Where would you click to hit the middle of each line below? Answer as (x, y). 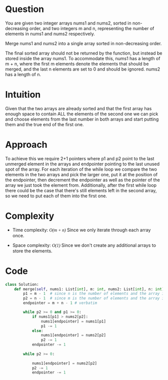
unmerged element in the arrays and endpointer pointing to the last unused (82, 164)
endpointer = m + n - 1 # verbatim (60, 303)
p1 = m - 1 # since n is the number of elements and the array (91, 294)
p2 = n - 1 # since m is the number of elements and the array (91, 298)
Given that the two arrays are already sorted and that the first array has (78, 108)
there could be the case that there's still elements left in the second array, (81, 190)
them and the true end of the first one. (44, 124)
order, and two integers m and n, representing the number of (92, 28)
